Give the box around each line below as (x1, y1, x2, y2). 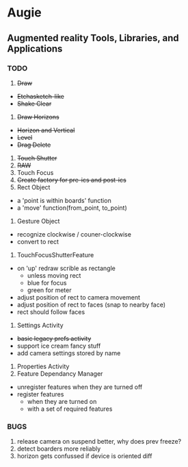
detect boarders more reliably (16, 444, 101, 453)
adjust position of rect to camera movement (16, 293, 141, 301)
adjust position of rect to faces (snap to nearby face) (16, 300, 166, 309)
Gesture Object (16, 217, 60, 225)
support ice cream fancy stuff (16, 342, 101, 350)
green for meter (27, 286, 72, 294)
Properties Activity (16, 362, 70, 370)
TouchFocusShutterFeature (16, 250, 94, 259)
